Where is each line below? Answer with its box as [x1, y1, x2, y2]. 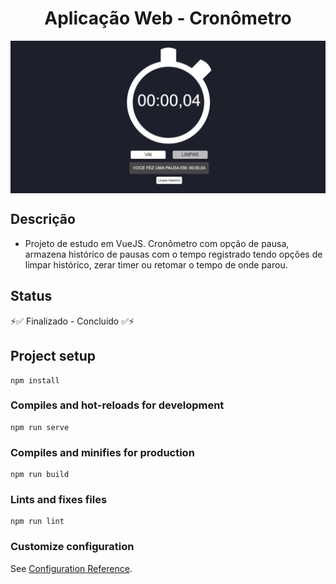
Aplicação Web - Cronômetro [44, 7, 292, 30]
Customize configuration [10, 540, 135, 554]
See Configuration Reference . [10, 562, 133, 574]
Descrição [10, 211, 76, 228]
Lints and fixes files [10, 493, 108, 507]
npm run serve [10, 422, 70, 432]
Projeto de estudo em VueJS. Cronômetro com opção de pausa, [24, 237, 290, 249]
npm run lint [10, 517, 65, 527]
